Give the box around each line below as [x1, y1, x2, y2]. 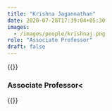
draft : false [7, 43, 46, 50]
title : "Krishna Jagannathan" [7, 10, 97, 18]
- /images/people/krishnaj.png [13, 30, 106, 37]
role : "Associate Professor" [7, 37, 93, 44]
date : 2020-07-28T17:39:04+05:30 [7, 17, 106, 24]
